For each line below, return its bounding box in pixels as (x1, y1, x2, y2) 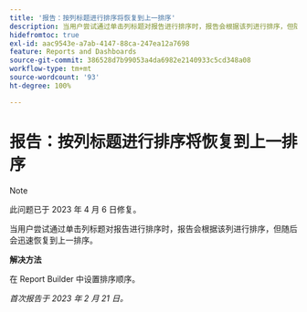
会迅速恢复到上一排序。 (9, 234, 98, 245)
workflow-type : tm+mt (9, 65, 92, 74)
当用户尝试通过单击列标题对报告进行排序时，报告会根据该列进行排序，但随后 (9, 223, 298, 234)
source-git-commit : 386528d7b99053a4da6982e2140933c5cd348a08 (9, 56, 251, 65)
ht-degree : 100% (9, 81, 71, 90)
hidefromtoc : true (9, 30, 79, 39)
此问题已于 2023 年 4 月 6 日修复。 (9, 203, 142, 214)
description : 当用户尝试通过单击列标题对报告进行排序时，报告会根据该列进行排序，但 (9, 22, 294, 31)
